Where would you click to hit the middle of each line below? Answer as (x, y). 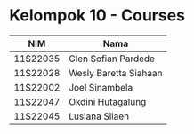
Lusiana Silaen (99, 116)
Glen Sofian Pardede (112, 59)
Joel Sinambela (101, 87)
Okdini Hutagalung (107, 101)
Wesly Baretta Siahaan (115, 73)
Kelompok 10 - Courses (97, 16)
